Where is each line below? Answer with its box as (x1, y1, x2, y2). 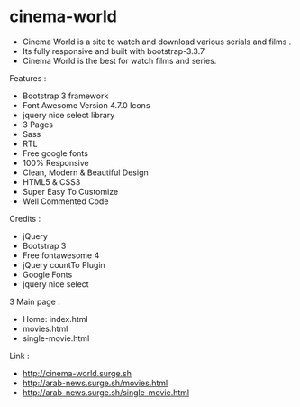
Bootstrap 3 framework (22, 90, 109, 101)
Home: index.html (22, 313, 88, 324)
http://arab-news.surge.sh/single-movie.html (22, 386, 190, 398)
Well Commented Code (22, 196, 109, 207)
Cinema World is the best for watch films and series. (22, 55, 217, 66)
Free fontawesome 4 (22, 250, 100, 261)
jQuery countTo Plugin (22, 259, 105, 270)
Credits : (9, 213, 41, 224)
